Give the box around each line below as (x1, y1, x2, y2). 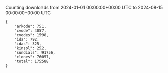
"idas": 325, (14, 41, 42, 46)
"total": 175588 (14, 59, 49, 64)
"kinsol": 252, (14, 46, 47, 51)
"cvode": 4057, (14, 28, 47, 33)
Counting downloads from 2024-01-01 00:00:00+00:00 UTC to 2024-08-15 (5, 5, 163, 10)
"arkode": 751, (14, 24, 47, 29)
